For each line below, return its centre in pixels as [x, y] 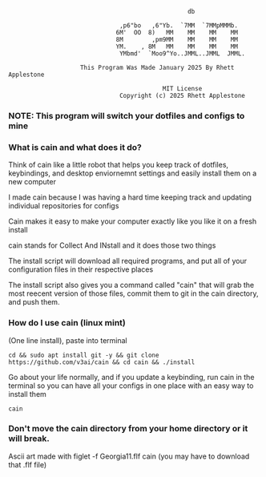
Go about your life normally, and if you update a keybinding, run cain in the [131, 377]
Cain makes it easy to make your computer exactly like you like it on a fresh [133, 221]
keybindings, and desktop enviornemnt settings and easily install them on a [133, 173]
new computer [32, 182]
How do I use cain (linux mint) [67, 323]
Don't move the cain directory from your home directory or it [128, 429]
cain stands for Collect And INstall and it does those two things [112, 245]
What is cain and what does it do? [75, 147]
